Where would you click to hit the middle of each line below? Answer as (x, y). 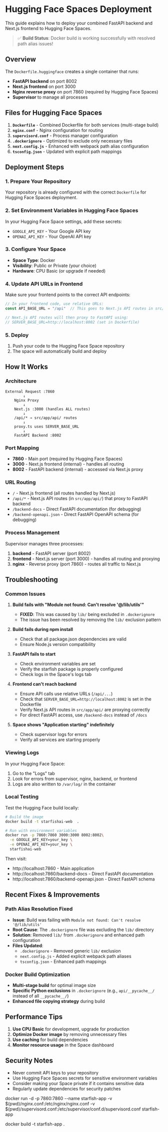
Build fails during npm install (43, 629)
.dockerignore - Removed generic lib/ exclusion (70, 950)
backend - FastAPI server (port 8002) (51, 553)
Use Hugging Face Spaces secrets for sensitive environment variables (85, 1078)
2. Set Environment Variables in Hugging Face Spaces (72, 210)
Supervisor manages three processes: (44, 543)
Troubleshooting (32, 579)
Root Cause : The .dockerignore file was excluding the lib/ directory (83, 929)
